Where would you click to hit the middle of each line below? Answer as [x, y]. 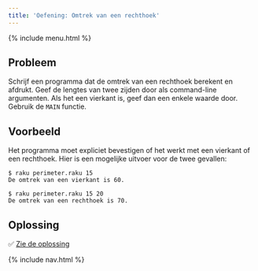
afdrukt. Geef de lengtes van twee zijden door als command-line [112, 90]
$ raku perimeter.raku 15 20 [56, 194]
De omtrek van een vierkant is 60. [66, 180]
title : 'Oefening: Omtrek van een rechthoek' [84, 15]
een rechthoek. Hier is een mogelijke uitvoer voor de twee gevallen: [118, 159]
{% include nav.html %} [46, 260]
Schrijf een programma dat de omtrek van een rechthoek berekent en [121, 82]
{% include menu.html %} [50, 38]
